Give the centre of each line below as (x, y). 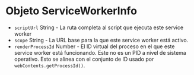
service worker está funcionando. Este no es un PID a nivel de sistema (100, 52)
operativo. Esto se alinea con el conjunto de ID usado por (84, 59)
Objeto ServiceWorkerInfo (71, 11)
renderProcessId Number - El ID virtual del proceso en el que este (94, 46)
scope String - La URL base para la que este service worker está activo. (101, 40)
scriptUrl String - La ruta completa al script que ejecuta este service (99, 27)
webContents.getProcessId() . (50, 65)
